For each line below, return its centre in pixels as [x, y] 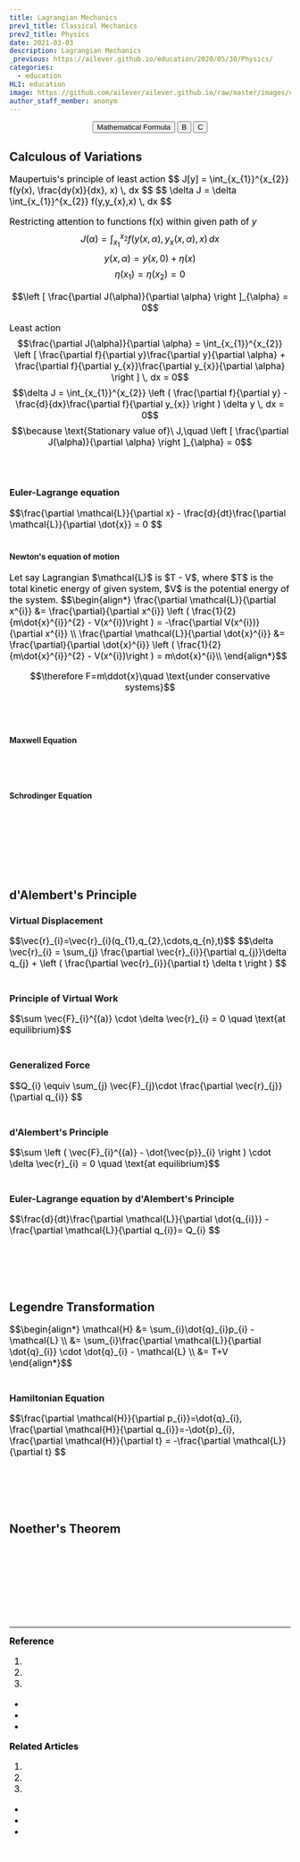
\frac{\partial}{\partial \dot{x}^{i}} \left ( [92, 645]
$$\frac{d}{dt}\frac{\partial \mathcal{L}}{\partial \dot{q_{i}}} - [139, 1219]
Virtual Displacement [56, 921]
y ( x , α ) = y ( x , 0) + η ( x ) [150, 259]
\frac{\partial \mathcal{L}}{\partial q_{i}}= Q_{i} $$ [115, 1231]
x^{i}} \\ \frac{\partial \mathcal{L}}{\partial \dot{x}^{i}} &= [165, 634]
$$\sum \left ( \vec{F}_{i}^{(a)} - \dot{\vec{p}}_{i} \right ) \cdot [140, 1153]
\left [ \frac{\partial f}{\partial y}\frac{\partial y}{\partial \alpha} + [150, 355]
